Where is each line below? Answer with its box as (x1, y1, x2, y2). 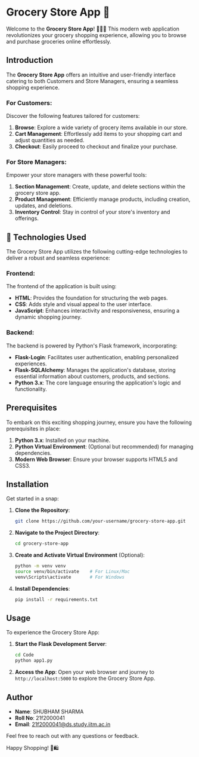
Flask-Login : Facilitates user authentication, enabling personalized (14, 353, 179, 361)
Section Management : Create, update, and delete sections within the (14, 183, 186, 190)
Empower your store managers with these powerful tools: (6, 172, 147, 179)
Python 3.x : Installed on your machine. (14, 437, 111, 444)
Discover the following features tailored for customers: (6, 112, 140, 120)
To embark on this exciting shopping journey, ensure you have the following (6, 419, 192, 426)
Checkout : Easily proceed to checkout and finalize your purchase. (14, 143, 178, 150)
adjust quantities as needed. (14, 137, 85, 144)
